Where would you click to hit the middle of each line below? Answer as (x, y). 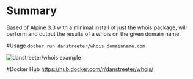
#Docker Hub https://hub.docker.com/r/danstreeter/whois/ (80, 69)
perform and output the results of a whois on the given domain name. (94, 33)
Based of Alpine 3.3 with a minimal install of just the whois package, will (97, 27)
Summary (31, 11)
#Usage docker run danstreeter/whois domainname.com (76, 46)
